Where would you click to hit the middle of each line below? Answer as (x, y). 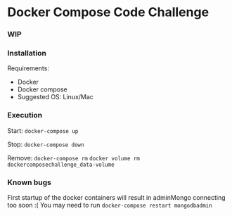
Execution (25, 115)
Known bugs (29, 182)
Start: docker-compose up (43, 130)
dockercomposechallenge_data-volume (61, 165)
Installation (27, 53)
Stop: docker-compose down (46, 144)
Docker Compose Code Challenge (108, 12)
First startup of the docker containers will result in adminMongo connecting (117, 197)
